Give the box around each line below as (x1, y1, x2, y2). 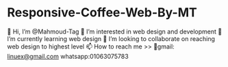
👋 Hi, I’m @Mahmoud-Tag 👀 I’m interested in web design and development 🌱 (7, 27, 223, 36)
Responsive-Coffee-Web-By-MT (7, 5, 197, 21)
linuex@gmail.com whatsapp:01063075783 (7, 52, 129, 60)
